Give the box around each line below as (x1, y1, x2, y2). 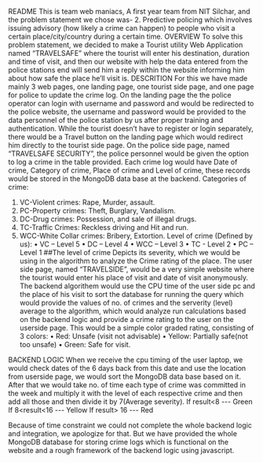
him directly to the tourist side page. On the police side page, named (8, 141, 230, 150)
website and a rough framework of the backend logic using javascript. (8, 446, 235, 455)
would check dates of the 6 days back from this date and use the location (8, 364, 247, 372)
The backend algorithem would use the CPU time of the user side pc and (19, 281, 255, 291)
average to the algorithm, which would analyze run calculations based (19, 306, 247, 316)
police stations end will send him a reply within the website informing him (8, 65, 245, 74)
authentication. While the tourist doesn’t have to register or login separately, (8, 124, 254, 133)
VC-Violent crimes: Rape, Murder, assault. (19, 198, 155, 207)
